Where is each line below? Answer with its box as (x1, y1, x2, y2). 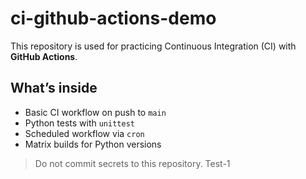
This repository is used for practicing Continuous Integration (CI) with (10, 40, 297, 52)
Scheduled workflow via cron (24, 127, 145, 139)
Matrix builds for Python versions (24, 138, 162, 150)
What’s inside (10, 80, 98, 97)
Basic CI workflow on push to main (24, 106, 167, 118)
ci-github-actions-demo (10, 7, 217, 30)
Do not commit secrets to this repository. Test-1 (34, 157, 231, 169)
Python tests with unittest (24, 117, 135, 129)
